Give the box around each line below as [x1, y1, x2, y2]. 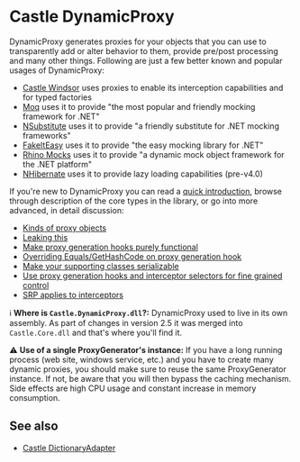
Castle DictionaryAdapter [22, 442, 116, 453]
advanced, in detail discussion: [9, 204, 124, 215]
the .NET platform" [22, 159, 93, 169]
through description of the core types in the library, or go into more [9, 195, 259, 206]
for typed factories [22, 92, 93, 103]
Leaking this [22, 231, 68, 242]
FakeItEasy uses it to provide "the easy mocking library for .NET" [22, 140, 264, 150]
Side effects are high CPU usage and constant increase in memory [9, 383, 257, 394]
